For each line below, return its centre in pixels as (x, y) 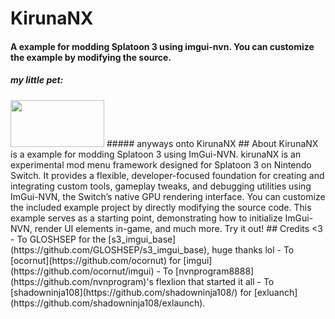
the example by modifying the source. (91, 57)
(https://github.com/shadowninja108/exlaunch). (108, 303)
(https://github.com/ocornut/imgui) (82, 271)
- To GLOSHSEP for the (58, 239)
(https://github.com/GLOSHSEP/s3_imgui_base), (110, 249)
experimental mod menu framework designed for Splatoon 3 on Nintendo (161, 164)
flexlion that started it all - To (215, 281)
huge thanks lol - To (253, 249)
